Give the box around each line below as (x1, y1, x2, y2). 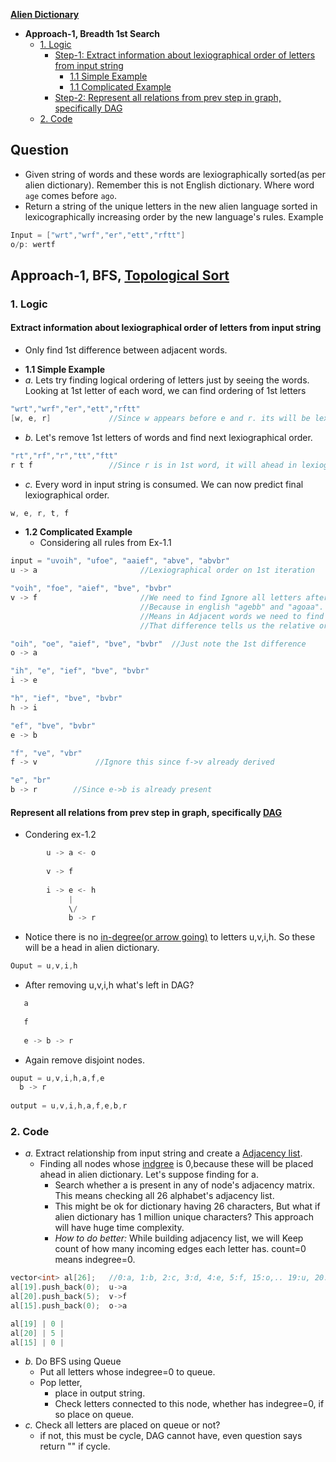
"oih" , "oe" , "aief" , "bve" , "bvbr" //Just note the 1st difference (10, 639, 307, 649)
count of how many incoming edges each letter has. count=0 (54, 1243, 307, 1255)
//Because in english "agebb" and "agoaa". (139, 602, 325, 612)
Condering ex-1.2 (24, 829, 97, 841)
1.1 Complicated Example (69, 81, 172, 93)
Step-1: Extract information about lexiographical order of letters (54, 49, 316, 61)
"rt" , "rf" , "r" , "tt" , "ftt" (10, 450, 118, 461)
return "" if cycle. (39, 1440, 111, 1453)
